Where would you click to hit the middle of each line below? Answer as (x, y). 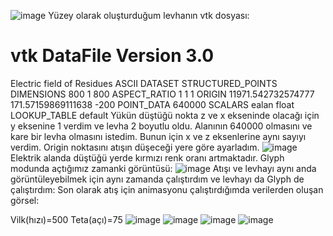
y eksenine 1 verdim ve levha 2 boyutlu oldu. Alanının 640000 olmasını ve (161, 126)
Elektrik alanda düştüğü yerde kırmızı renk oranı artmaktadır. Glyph (147, 157)
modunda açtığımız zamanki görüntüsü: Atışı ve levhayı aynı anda (163, 168)
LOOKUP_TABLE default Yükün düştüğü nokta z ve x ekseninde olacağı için (165, 115)
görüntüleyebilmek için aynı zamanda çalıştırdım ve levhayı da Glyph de (157, 179)
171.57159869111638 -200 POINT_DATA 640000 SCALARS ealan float (152, 104)
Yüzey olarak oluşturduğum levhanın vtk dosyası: (149, 15)
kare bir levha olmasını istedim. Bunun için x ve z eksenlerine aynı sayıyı (158, 136)
